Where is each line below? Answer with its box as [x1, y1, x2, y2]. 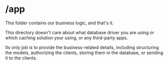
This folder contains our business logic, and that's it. [5, 20, 114, 26]
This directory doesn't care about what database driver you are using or [5, 29, 154, 35]
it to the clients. [5, 55, 37, 61]
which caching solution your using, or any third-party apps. [5, 35, 128, 41]
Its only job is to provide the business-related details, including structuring [5, 44, 159, 50]
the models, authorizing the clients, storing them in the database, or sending [5, 50, 163, 56]
